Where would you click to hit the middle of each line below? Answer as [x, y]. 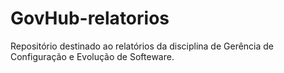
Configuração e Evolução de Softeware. [92, 56]
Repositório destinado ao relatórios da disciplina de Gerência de [142, 46]
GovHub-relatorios [90, 18]
